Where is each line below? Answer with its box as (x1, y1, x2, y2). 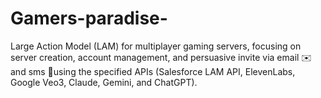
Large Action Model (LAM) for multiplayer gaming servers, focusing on (10, 40, 302, 52)
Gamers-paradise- (10, 7, 168, 30)
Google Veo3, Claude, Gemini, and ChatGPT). (10, 76, 198, 88)
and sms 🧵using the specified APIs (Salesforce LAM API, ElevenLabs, (10, 65, 296, 77)
